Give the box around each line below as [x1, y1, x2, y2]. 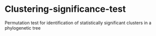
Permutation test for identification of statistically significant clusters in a [4, 20, 152, 26]
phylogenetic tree [4, 25, 41, 31]
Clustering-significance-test [4, 3, 126, 15]
